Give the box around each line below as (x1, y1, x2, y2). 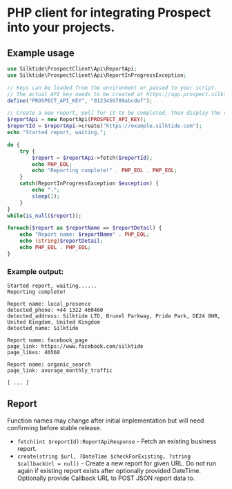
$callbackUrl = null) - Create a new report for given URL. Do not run (17, 459, 216, 468)
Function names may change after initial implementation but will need (7, 416, 204, 425)
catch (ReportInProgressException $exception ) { (19, 180, 159, 187)
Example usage (7, 47, 75, 59)
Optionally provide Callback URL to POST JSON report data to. (17, 474, 195, 482)
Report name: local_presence (7, 301, 91, 308)
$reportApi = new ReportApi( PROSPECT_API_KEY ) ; (7, 116, 147, 123)
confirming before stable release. (7, 423, 102, 432)
